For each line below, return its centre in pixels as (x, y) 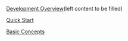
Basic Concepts (26, 31)
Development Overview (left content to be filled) (65, 9)
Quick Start (20, 20)
